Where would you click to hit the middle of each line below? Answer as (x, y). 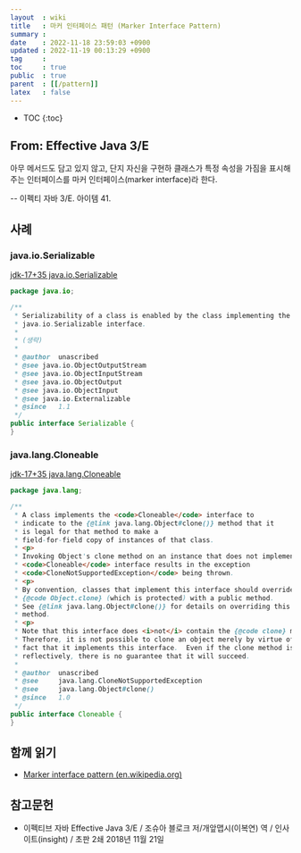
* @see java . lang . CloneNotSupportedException (108, 681)
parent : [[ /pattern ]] (54, 84)
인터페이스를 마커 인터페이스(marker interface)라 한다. (122, 180)
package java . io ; (42, 291)
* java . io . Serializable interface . (80, 324)
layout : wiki (38, 17)
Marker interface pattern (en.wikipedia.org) (102, 774)
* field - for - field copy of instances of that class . (114, 540)
